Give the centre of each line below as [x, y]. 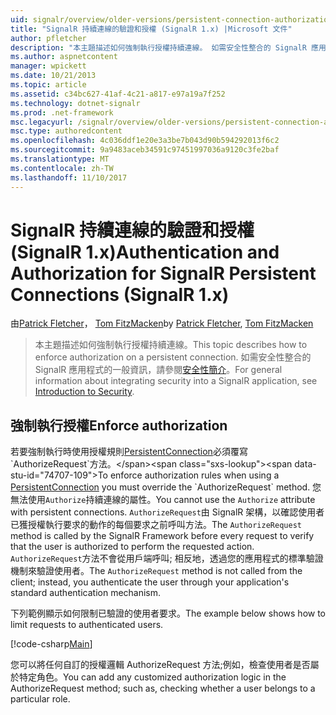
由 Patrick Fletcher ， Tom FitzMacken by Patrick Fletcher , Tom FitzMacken [162, 323]
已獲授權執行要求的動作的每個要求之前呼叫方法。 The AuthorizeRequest [156, 525]
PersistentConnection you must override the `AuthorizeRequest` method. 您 [166, 487]
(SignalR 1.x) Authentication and [145, 252]
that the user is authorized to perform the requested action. [132, 547]
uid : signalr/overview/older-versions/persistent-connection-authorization [171, 19]
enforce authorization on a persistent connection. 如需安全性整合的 [173, 357]
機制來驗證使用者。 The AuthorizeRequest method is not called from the [156, 571]
